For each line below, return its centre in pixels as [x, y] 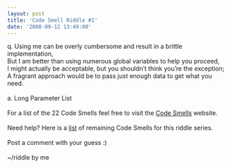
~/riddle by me [29, 158]
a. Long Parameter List [40, 98]
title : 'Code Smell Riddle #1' [53, 20]
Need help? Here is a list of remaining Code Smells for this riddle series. [110, 128]
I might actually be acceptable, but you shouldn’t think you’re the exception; [116, 69]
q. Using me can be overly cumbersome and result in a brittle [95, 47]
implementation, [30, 54]
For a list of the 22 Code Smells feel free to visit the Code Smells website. [112, 113]
